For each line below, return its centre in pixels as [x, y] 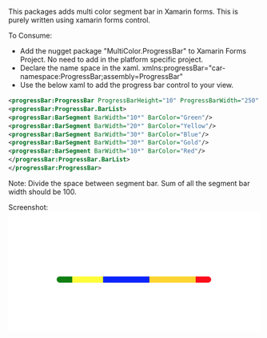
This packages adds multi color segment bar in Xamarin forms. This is [123, 12]
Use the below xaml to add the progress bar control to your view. [127, 85]
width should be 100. [43, 192]
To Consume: [30, 36]
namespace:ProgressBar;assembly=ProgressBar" [102, 76]
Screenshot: [28, 207]
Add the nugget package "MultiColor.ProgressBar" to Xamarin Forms [133, 51]
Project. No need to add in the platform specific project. [112, 60]
